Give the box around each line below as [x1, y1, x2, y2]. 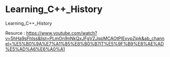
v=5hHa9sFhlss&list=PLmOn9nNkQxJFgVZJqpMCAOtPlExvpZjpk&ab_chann [5, 35, 165, 41]
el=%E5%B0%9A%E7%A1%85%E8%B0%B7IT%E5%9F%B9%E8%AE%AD [5, 40, 164, 46]
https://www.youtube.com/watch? [26, 30, 97, 36]
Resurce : [5, 30, 25, 36]
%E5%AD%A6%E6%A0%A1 [5, 46, 65, 52]
